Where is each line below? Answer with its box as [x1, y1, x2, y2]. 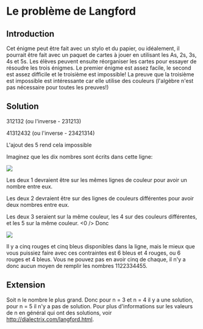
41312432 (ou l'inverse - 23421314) [6, 129, 95, 137]
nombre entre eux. [6, 183, 53, 190]
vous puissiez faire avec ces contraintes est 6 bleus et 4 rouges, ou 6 [6, 249, 181, 256]
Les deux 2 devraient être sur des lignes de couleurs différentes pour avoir [6, 194, 194, 202]
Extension [6, 280, 46, 291]
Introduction [6, 29, 55, 39]
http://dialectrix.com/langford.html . [6, 316, 94, 323]
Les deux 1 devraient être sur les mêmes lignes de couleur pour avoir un [6, 176, 188, 184]
